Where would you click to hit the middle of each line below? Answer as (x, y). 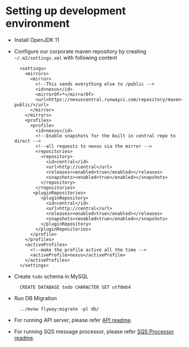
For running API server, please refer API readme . (73, 320)
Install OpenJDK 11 (37, 40)
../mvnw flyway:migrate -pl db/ (59, 309)
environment (38, 23)
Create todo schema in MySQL (51, 276)
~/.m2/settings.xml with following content (66, 57)
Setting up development (66, 11)
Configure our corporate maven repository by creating (80, 51)
